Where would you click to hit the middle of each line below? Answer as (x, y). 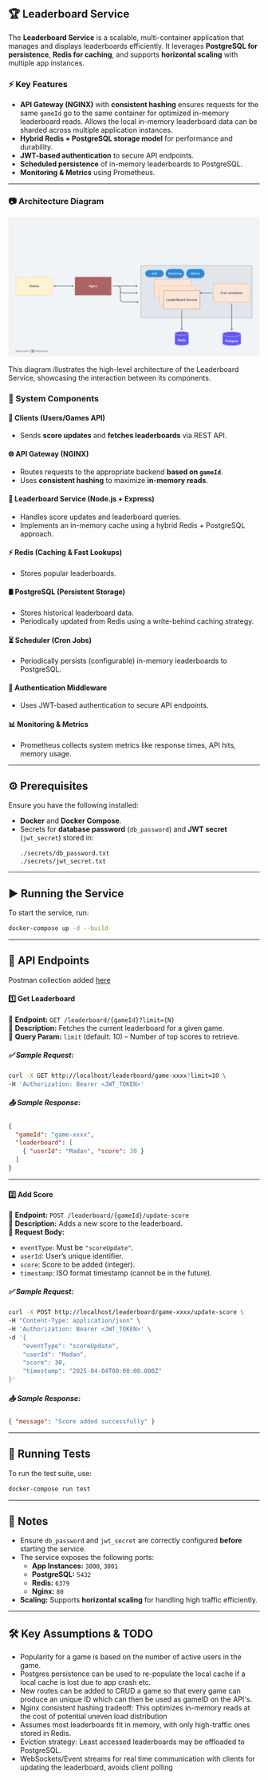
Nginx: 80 (47, 1591)
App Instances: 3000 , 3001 (75, 1566)
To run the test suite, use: (50, 1473)
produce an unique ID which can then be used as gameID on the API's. (136, 1699)
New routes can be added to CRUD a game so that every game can (130, 1691)
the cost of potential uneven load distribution (93, 1716)
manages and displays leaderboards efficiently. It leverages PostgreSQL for (133, 46)
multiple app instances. (47, 62)
